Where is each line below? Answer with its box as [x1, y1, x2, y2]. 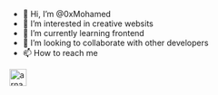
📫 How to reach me [22, 48, 98, 58]
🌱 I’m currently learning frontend [22, 28, 145, 38]
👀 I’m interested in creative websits [22, 18, 154, 29]
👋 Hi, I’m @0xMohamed [22, 9, 112, 19]
